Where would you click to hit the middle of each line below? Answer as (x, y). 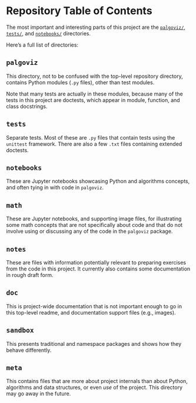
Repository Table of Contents (79, 11)
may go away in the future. (39, 394)
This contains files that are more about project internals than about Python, (97, 381)
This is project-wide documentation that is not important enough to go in (94, 306)
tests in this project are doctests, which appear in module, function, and (93, 100)
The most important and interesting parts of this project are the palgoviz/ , (96, 27)
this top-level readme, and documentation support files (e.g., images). (91, 312)
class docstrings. (27, 106)
